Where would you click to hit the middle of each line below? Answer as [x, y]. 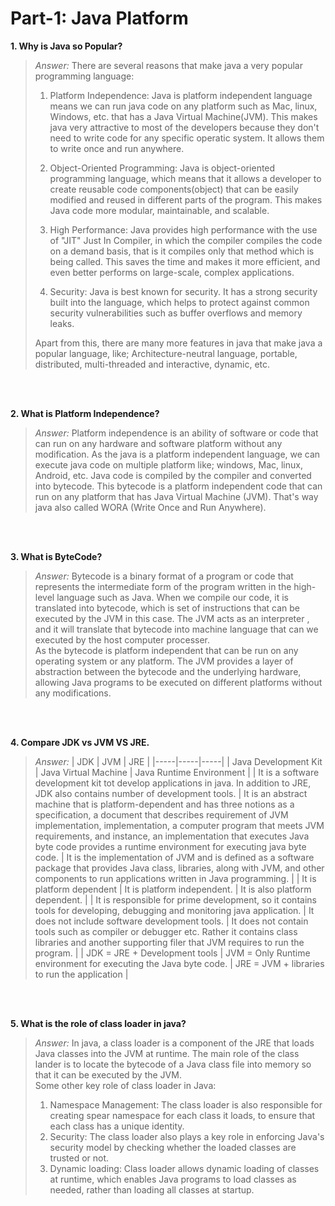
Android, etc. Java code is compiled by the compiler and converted [173, 475]
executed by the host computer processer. [122, 639]
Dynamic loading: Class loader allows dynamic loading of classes [184, 1168]
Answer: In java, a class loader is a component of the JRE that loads [174, 1043]
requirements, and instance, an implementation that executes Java [172, 836]
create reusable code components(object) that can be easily [174, 189]
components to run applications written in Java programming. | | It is [175, 878]
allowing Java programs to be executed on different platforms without [178, 682]
